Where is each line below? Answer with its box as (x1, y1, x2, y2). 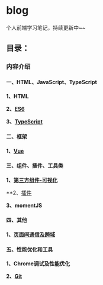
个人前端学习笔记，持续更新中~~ (6, 24, 86, 31)
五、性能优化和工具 (6, 246, 53, 253)
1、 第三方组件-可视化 (6, 176, 58, 184)
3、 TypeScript (6, 118, 43, 125)
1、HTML (6, 93, 29, 100)
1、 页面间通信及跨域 (6, 231, 56, 238)
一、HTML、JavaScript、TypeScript (6, 78, 98, 85)
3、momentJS (6, 202, 43, 209)
